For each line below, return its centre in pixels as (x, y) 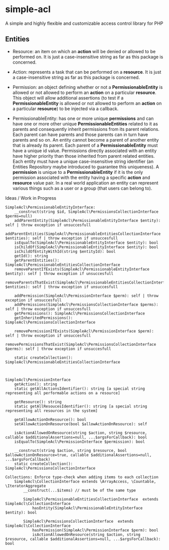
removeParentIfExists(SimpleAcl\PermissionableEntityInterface (82, 269)
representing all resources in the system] (52, 410)
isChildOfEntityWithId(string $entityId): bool (65, 251)
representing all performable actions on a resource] (63, 393)
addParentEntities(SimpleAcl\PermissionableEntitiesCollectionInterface (83, 234)
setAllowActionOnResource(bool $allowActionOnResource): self (81, 424)
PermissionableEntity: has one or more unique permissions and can (83, 118)
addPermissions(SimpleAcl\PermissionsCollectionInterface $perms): (86, 304)
